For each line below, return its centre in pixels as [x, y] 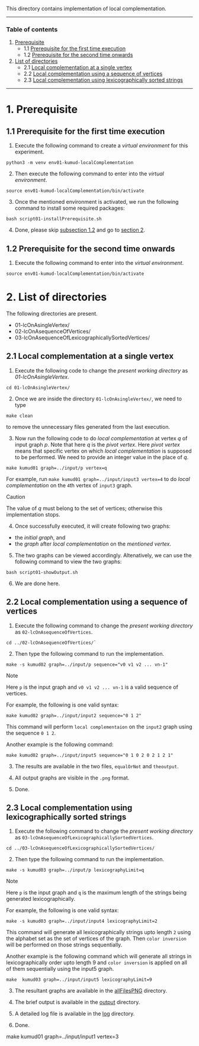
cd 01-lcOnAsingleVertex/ [38, 387]
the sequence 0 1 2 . [31, 733]
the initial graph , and [40, 537]
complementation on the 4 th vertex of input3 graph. [69, 485]
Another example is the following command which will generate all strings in [99, 957]
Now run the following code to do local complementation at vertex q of [101, 438]
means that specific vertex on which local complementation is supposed [103, 451]
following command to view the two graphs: [68, 561]
